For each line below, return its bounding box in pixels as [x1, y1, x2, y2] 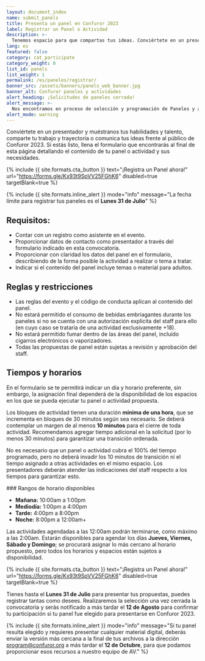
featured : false [6, 49, 48, 55]
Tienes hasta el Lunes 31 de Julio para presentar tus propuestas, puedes [6, 590, 190, 597]
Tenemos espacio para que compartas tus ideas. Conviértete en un [12, 37, 184, 43]
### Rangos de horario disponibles [6, 484, 95, 491]
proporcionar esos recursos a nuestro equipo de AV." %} [6, 648, 149, 655]
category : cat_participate [6, 54, 75, 61]
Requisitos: [6, 215, 51, 225]
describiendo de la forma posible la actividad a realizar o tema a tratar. [15, 258, 193, 265]
